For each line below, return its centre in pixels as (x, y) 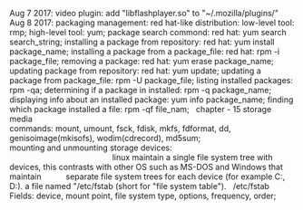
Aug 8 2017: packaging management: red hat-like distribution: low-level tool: (152, 23)
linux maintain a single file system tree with (192, 157)
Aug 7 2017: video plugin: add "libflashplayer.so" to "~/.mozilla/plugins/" (144, 13)
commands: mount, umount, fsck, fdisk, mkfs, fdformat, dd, (120, 129)
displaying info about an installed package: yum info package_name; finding (151, 100)
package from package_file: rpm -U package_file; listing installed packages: (151, 80)
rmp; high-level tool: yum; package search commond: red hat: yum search (148, 32)
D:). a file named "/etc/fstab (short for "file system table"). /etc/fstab (140, 186)
